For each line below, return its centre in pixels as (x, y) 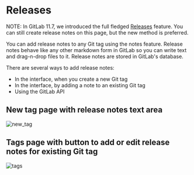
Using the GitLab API (39, 91)
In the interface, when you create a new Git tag (71, 79)
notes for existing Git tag (52, 152)
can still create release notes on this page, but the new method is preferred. (97, 32)
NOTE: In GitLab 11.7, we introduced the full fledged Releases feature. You (94, 26)
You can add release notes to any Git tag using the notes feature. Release (94, 44)
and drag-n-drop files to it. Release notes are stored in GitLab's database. (95, 56)
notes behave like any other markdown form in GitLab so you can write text (96, 50)
